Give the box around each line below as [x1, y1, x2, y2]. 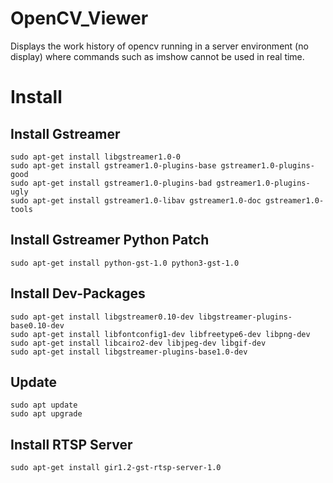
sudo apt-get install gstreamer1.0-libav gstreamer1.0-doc [10, 195, 262, 206]
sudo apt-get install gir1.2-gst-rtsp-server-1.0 [10, 463, 222, 473]
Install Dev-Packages [10, 285, 146, 302]
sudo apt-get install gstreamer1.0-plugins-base [10, 160, 217, 171]
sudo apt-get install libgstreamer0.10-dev [10, 312, 195, 322]
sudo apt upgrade [10, 409, 83, 419]
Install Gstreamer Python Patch [10, 232, 210, 249]
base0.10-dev [10, 320, 65, 331]
